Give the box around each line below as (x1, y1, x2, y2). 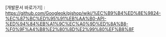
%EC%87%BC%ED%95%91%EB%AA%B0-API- (5, 16, 107, 21)
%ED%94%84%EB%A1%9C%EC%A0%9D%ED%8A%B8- (5, 21, 128, 27)
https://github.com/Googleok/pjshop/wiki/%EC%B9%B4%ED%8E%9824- (5, 10, 161, 16)
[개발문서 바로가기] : (5, 5, 46, 10)
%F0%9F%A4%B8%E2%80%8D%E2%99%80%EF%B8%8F (5, 26, 135, 32)
